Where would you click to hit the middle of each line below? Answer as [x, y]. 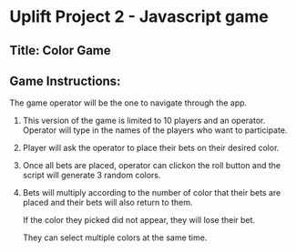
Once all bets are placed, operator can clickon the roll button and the [151, 166]
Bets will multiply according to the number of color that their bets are [152, 193]
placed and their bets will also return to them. [107, 203]
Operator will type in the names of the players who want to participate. [155, 130]
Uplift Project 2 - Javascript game [139, 17]
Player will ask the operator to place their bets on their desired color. [151, 148]
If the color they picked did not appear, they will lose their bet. [139, 220]
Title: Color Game [60, 50]
